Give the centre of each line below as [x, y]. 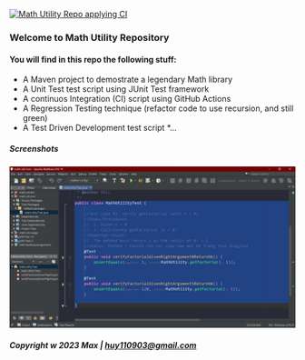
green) [35, 118]
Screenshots [34, 148]
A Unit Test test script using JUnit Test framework [116, 89]
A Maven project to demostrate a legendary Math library [128, 80]
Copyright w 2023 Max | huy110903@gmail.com [103, 345]
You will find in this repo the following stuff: [93, 59]
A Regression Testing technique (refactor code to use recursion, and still [158, 108]
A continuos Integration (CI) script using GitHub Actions [127, 99]
